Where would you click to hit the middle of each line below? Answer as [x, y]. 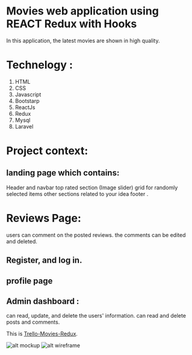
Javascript [28, 94]
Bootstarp [27, 101]
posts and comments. [33, 322]
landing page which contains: [63, 173]
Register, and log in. [44, 260]
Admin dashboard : [43, 301]
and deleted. [22, 241]
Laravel [24, 126]
